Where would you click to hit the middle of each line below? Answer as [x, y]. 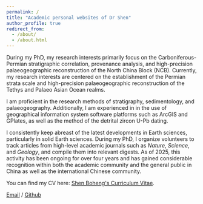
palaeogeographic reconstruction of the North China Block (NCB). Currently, [101, 70]
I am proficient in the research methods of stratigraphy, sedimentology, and [101, 101]
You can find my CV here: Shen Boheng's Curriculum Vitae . [80, 183]
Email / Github [24, 195]
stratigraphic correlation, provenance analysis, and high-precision [110, 64]
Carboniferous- [177, 57]
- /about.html [29, 40]
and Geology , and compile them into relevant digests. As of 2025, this [93, 152]
